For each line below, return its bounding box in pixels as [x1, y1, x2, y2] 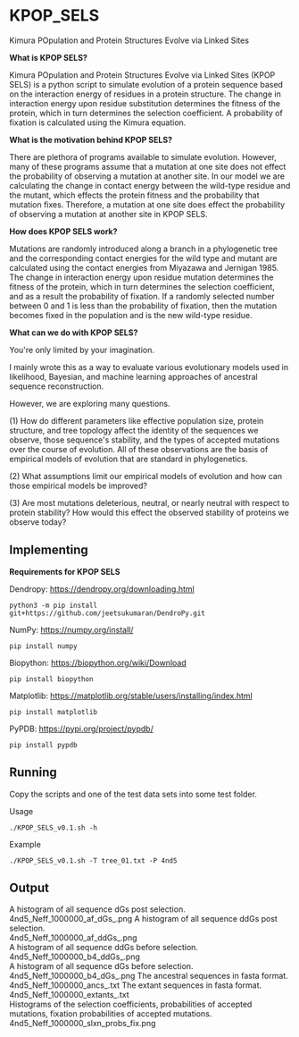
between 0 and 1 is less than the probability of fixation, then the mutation [9, 300, 278, 311]
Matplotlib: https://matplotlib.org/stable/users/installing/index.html [9, 690, 253, 701]
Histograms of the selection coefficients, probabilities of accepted [9, 999, 253, 1010]
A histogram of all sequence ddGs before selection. [9, 942, 199, 953]
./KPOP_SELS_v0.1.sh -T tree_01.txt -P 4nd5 [9, 856, 178, 865]
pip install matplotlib [9, 707, 98, 716]
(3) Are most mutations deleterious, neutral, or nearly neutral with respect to [9, 497, 290, 508]
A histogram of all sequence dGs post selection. [9, 904, 186, 915]
